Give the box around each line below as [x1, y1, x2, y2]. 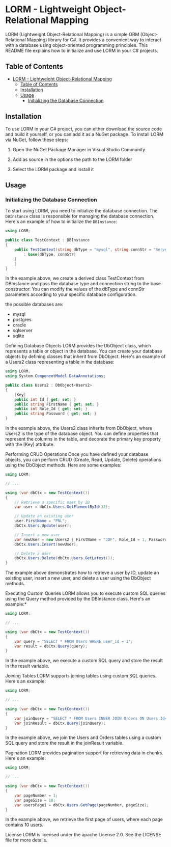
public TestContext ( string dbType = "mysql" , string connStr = [14, 247, 152, 252]
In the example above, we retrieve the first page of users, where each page [5, 816, 163, 823]
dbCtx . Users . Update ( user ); [14, 523, 72, 528]
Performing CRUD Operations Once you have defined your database [5, 451, 149, 457]
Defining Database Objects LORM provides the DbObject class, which [5, 343, 151, 349]
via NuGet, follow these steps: [5, 136, 69, 143]
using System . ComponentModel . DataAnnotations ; [5, 373, 106, 379]
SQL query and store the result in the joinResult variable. [5, 740, 124, 746]
